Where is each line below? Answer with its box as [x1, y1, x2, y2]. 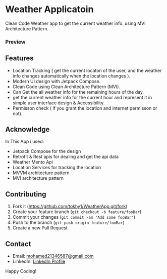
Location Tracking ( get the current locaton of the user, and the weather [12, 67, 162, 73]
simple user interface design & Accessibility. [12, 100, 105, 106]
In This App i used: [5, 138, 44, 145]
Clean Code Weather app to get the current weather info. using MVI [5, 20, 146, 26]
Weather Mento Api [12, 159, 53, 165]
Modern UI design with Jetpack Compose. [12, 78, 101, 84]
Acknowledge [5, 125, 50, 134]
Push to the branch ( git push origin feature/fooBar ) [12, 219, 125, 226]
